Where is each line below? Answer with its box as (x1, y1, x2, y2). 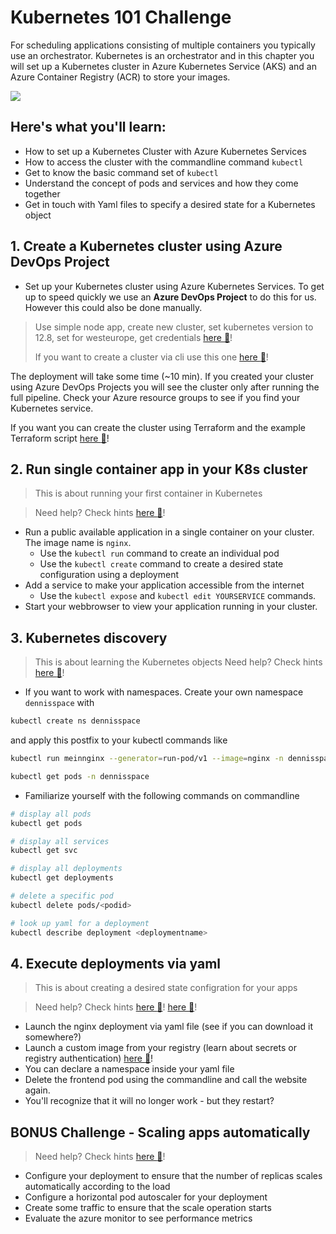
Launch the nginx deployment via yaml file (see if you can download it (24, 1021, 314, 1033)
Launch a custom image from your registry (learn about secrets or (24, 1042, 297, 1054)
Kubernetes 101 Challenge (10, 6, 232, 29)
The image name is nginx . (24, 537, 132, 549)
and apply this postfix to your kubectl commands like (10, 734, 228, 746)
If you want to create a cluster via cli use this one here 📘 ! (34, 351, 269, 363)
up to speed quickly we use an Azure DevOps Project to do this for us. (24, 291, 317, 303)
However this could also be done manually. (24, 301, 203, 313)
